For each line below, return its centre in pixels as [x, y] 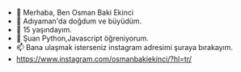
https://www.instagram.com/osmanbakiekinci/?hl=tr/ [104, 59]
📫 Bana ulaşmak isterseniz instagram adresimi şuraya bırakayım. [124, 47]
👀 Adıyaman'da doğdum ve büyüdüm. [79, 21]
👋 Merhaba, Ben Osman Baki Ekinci [75, 13]
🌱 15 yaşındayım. [44, 30]
